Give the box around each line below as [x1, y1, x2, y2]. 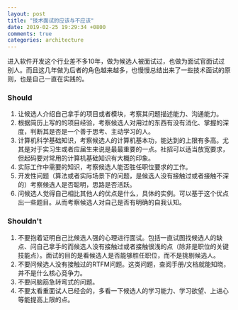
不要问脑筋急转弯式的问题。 [17, 277, 99, 286]
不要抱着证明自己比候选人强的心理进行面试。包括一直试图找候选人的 [17, 233, 217, 241]
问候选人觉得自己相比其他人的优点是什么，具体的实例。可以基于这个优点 [17, 189, 229, 198]
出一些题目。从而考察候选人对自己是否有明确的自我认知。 [17, 198, 186, 207]
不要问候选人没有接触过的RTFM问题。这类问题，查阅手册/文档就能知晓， [17, 260, 230, 268]
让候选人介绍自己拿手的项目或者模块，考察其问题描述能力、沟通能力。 [17, 110, 223, 118]
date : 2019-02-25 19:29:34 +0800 [7, 23, 106, 30]
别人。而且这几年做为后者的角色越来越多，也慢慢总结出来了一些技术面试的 [7, 66, 225, 74]
